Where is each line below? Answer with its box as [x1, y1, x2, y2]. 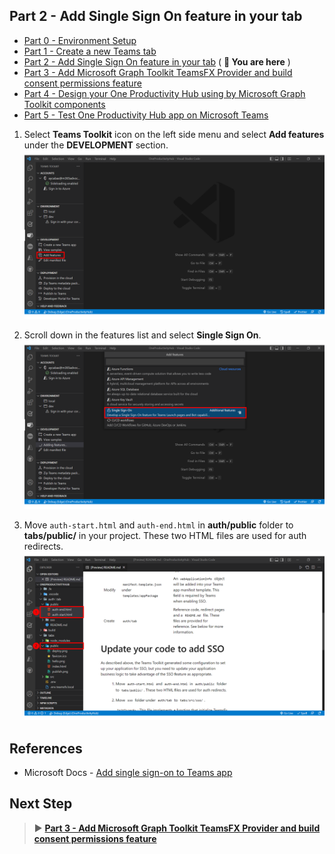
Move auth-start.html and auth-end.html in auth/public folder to [23, 519, 294, 531]
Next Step [9, 795, 73, 813]
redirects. [23, 540, 64, 553]
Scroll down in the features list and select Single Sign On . [23, 329, 262, 341]
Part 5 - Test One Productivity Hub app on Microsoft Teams [23, 109, 269, 121]
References [9, 740, 83, 757]
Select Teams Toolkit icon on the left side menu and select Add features [23, 128, 325, 140]
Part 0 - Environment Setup [23, 34, 137, 46]
